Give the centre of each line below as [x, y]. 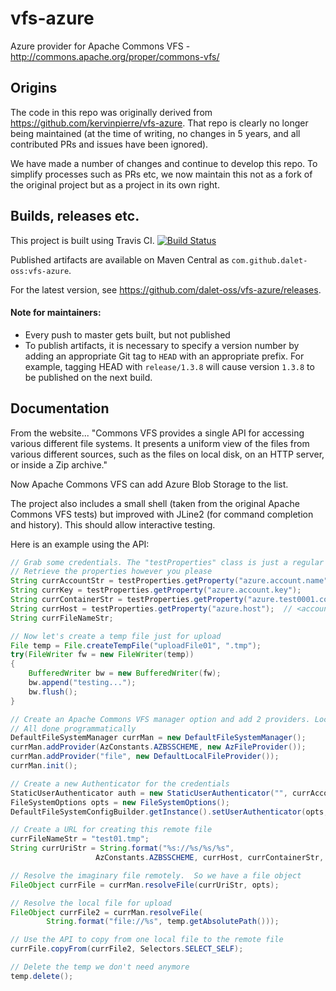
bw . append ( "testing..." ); [82, 683]
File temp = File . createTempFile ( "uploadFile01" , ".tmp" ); [136, 645]
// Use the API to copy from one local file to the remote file [147, 940]
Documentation [60, 408]
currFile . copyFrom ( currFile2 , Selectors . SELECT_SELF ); [127, 949]
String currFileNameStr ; [62, 618]
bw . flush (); [53, 692]
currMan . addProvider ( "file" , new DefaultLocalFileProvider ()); [145, 757]
